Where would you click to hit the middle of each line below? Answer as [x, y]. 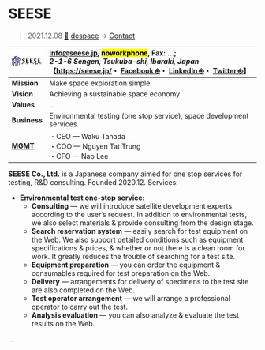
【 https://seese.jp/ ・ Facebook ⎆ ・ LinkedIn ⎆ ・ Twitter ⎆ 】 [150, 71]
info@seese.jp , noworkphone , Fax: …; [113, 53]
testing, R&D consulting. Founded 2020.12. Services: [93, 183]
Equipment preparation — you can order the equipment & [126, 265]
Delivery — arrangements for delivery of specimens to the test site [140, 282]
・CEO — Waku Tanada [88, 136]
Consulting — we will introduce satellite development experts [132, 206]
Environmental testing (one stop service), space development [149, 116]
